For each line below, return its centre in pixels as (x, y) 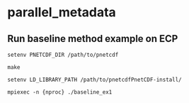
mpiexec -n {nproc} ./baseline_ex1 (60, 92)
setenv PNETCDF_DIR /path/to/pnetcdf (63, 55)
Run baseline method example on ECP (93, 39)
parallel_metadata (62, 12)
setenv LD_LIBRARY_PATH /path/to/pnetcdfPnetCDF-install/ (94, 80)
